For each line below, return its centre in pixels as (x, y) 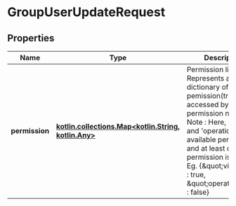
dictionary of (208, 87)
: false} (198, 192)
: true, (196, 174)
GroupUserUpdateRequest (86, 12)
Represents (205, 78)
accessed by (208, 104)
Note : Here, (206, 122)
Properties (31, 38)
